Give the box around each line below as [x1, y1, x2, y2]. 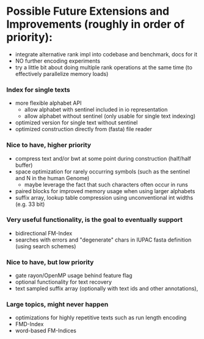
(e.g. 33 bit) [15, 200, 45, 208]
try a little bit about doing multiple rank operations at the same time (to [15, 63, 192, 71]
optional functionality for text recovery [15, 278, 112, 286]
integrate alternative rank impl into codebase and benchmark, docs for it [15, 50, 197, 58]
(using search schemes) [15, 242, 76, 249]
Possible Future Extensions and [6, 4, 170, 18]
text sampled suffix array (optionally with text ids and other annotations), [15, 285, 199, 292]
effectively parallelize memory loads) [15, 70, 109, 77]
